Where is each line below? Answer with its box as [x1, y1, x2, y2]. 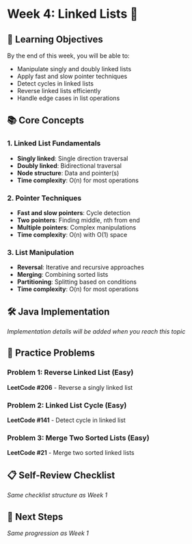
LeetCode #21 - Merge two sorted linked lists [7, 449, 135, 457]
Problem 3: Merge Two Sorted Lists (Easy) [7, 433, 150, 443]
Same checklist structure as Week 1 [7, 491, 108, 499]
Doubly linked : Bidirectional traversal [16, 161, 122, 170]
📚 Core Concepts [7, 114, 84, 126]
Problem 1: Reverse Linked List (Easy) [7, 368, 134, 378]
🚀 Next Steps [7, 510, 64, 523]
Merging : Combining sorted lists [16, 271, 109, 279]
